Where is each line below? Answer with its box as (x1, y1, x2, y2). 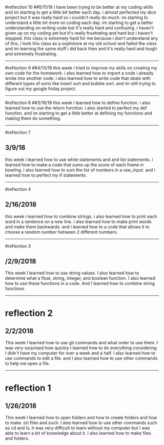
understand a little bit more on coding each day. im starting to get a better (5, 20, 154, 25)
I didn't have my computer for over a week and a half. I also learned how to (5, 350, 156, 356)
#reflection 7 (5, 130, 31, 135)
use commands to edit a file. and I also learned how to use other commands (5, 356, 158, 361)
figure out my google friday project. (5, 86, 77, 91)
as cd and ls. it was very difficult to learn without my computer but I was (5, 425, 150, 431)
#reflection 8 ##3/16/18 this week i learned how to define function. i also (5, 100, 151, 106)
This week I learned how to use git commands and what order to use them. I (5, 340, 158, 346)
